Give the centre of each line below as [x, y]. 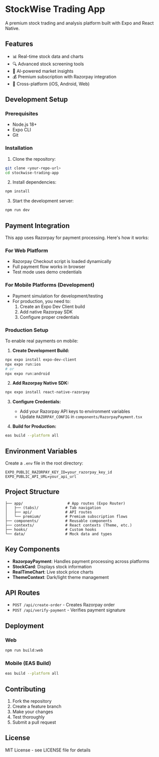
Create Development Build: [41, 350]
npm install [17, 191]
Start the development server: [43, 201]
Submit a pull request [34, 722]
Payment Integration [38, 226]
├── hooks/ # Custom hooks [51, 529]
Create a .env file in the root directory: [44, 463]
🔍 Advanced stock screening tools [48, 64]
